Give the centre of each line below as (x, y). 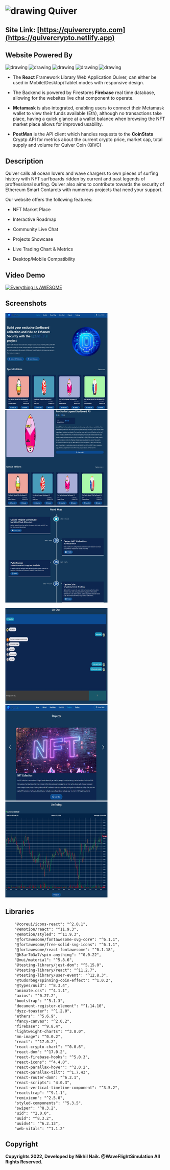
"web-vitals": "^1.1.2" (40, 1129)
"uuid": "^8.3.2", (34, 1118)
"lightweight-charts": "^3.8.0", (50, 1031)
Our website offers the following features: (49, 200)
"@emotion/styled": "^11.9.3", (48, 934)
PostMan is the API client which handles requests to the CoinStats (83, 134)
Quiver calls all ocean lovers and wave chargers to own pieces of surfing (82, 173)
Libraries (20, 912)
